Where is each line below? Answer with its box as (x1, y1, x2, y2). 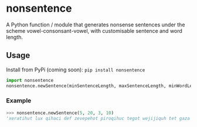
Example (6, 97, 32, 105)
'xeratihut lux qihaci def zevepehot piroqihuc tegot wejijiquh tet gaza (6, 115, 191, 121)
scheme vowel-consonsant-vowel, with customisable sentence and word (6, 27, 183, 34)
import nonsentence (6, 77, 54, 83)
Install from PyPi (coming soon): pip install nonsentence (6, 66, 145, 73)
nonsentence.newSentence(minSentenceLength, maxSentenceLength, (6, 83, 167, 89)
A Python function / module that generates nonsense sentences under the (6, 21, 185, 28)
